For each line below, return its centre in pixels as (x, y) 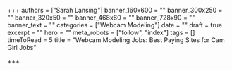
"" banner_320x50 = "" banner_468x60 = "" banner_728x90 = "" (101, 18)
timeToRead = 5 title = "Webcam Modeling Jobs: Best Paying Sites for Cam (116, 40)
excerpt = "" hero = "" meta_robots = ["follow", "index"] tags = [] (101, 32)
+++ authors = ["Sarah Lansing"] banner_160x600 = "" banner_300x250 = (115, 10)
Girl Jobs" (22, 47)
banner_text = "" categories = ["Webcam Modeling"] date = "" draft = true (115, 25)
